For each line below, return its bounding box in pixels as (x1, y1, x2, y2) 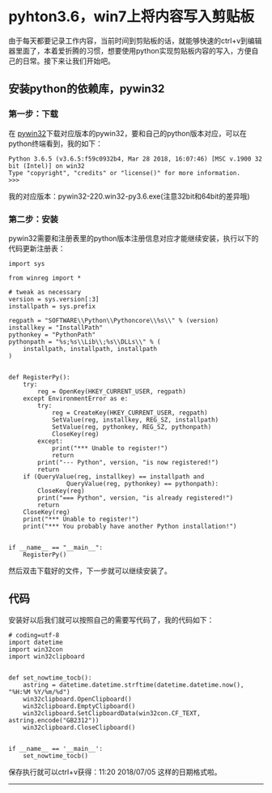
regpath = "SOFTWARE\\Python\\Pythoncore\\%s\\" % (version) (8, 316, 219, 324)
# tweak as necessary (8, 288, 82, 296)
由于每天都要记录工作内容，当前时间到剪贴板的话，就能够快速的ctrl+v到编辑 (8, 36, 262, 45)
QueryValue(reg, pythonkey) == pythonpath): (66, 479, 219, 487)
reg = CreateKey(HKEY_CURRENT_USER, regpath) (51, 409, 208, 417)
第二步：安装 (8, 213, 59, 225)
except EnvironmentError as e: (23, 394, 129, 402)
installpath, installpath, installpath (23, 345, 158, 353)
